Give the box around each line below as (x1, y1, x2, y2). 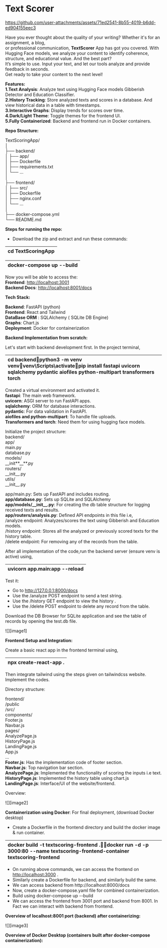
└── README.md (5, 216, 42, 222)
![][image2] (5, 799, 28, 806)
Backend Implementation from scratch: (5, 334, 88, 341)
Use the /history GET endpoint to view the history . (12, 598, 116, 604)
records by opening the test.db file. (5, 618, 78, 624)
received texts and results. (5, 507, 60, 513)
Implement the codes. (5, 676, 50, 682)
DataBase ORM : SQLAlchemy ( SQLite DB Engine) (5, 314, 109, 320)
